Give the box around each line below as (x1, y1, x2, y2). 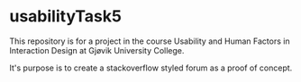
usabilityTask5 (9, 6, 122, 27)
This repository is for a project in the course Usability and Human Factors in (9, 36, 290, 46)
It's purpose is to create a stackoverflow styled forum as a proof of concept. (9, 62, 293, 73)
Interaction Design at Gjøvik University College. (9, 45, 185, 55)
